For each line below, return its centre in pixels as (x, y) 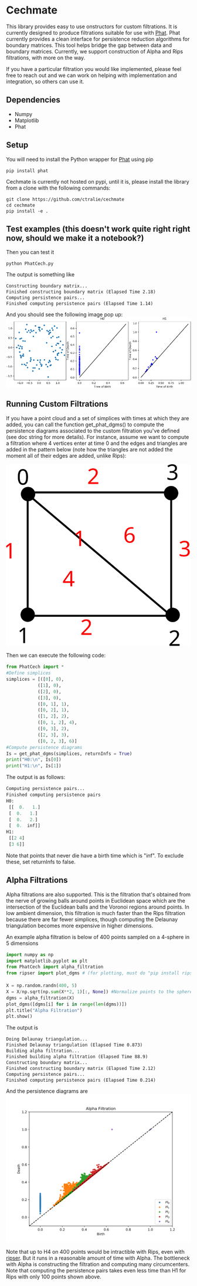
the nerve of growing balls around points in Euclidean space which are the (96, 900)
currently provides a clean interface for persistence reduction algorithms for (98, 39)
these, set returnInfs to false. (41, 862)
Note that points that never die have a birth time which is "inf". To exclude (95, 855)
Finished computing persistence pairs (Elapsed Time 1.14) (80, 304)
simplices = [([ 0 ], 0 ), (35, 679)
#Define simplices (28, 673)
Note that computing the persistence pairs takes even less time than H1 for (96, 1271)
